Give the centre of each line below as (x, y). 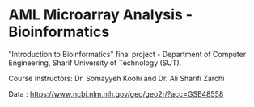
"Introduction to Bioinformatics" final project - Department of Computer (127, 54)
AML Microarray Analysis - (100, 15)
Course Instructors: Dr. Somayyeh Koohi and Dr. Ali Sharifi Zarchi (116, 78)
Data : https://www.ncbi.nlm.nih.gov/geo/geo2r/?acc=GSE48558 (116, 93)
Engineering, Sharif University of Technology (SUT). (95, 63)
